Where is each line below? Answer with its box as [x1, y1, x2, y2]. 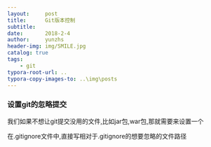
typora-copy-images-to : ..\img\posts [7, 75, 118, 83]
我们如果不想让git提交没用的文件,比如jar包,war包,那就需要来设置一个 [7, 117, 204, 125]
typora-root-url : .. [7, 69, 68, 76]
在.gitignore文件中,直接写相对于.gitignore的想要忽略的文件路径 [7, 132, 187, 140]
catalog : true [7, 50, 49, 57]
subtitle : [7, 23, 36, 30]
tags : [7, 56, 23, 63]
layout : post [7, 10, 58, 17]
